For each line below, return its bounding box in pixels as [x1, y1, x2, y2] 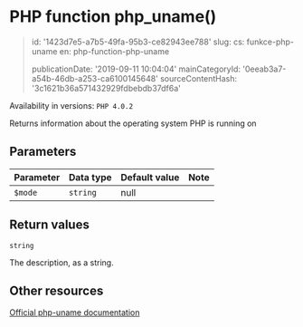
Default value [120, 170, 180, 183]
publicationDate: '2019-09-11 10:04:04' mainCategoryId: [31, 63, 241, 74]
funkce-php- [246, 36, 295, 47]
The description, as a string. [9, 256, 115, 268]
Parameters [9, 144, 77, 159]
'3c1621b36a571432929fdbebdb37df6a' [31, 82, 181, 93]
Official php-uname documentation [9, 307, 140, 318]
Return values [9, 217, 90, 233]
